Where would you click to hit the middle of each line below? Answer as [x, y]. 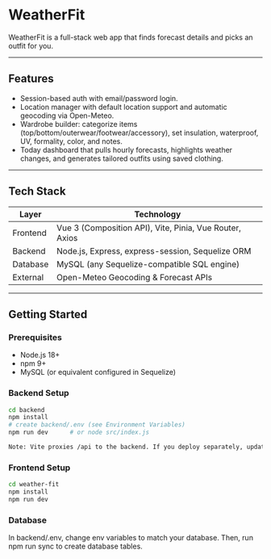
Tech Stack [37, 191]
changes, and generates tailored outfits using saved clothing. [121, 158]
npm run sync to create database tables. [75, 546]
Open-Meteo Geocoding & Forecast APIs [134, 277]
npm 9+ [33, 364]
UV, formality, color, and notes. [71, 141]
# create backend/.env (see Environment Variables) [97, 425]
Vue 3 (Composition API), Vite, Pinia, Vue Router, [149, 228]
